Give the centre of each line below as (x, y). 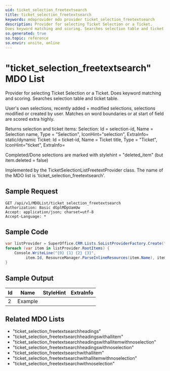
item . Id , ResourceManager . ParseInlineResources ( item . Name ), (90, 258)
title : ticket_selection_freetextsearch (49, 15)
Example (28, 301)
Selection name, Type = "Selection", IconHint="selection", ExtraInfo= (77, 134)
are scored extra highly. (30, 119)
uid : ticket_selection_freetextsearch (46, 10)
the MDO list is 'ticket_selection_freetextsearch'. (55, 175)
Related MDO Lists (35, 319)
